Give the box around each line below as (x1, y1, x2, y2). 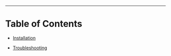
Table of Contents (5, 18, 82, 30)
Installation (12, 35, 36, 41)
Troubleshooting (12, 44, 47, 51)
